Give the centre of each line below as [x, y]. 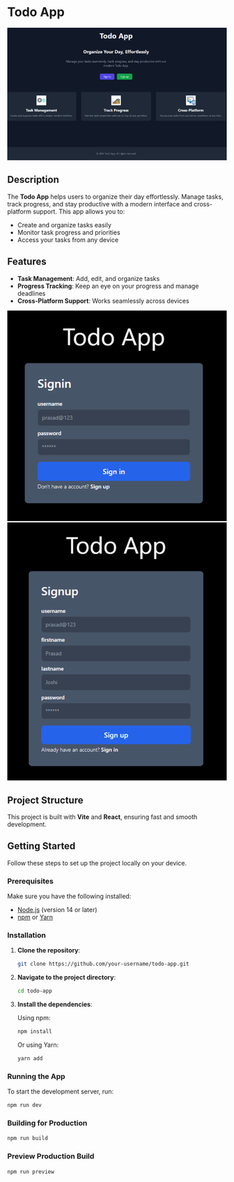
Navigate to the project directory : [67, 978]
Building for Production [47, 1123]
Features [27, 262]
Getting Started [41, 846]
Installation [27, 935]
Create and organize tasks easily [64, 225]
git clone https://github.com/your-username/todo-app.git [103, 964]
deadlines [31, 293]
